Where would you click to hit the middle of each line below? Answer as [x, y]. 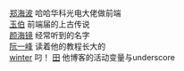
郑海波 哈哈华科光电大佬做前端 [65, 13]
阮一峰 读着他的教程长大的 [57, 46]
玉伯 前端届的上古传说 [50, 24]
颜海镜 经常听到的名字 [50, 35]
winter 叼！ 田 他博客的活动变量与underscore [92, 57]
